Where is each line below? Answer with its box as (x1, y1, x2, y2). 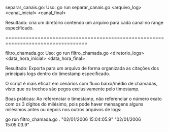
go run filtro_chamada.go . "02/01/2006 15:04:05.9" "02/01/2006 (5, 116, 141, 122)
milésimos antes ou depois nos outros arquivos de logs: (5, 107, 122, 112)
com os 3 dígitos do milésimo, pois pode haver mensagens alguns (5, 101, 144, 107)
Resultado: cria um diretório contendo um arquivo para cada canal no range (5, 20, 164, 25)
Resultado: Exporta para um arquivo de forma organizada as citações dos (5, 65, 159, 71)
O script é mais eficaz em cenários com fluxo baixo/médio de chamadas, (5, 81, 158, 86)
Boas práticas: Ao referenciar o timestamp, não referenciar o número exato (5, 96, 162, 102)
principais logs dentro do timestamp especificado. (5, 71, 111, 77)
